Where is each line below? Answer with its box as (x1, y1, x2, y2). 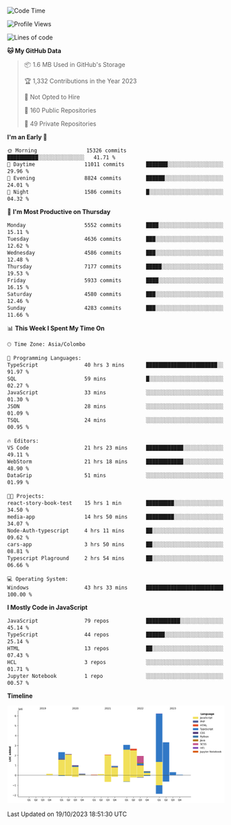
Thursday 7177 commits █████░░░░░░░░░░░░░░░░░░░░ (7, 263, 224, 270)
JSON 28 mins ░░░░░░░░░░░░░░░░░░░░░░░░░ (7, 403, 224, 410)
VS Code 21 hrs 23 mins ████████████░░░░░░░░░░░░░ (7, 445, 224, 452)
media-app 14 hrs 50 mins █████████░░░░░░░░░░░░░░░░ (7, 514, 224, 521)
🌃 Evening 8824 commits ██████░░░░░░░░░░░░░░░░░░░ (7, 175, 224, 182)
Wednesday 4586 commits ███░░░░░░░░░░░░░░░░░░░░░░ (7, 249, 224, 256)
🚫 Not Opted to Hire (23, 93, 81, 101)
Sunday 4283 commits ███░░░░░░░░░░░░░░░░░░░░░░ (7, 304, 224, 311)
